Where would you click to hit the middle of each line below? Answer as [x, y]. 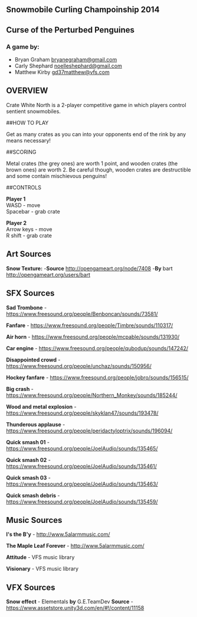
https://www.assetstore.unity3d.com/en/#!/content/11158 [75, 608]
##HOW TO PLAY [27, 122]
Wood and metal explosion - [41, 406]
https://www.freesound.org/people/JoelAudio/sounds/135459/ [82, 502]
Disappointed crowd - [33, 360]
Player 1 [16, 199]
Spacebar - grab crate [33, 211]
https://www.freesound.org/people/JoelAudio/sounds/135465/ [82, 448]
